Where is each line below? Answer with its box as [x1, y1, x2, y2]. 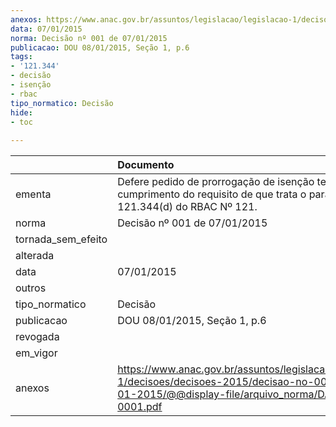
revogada [15, 330, 60, 344]
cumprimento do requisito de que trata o [117, 187, 307, 201]
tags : [10, 52, 33, 62]
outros [15, 281, 47, 295]
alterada [15, 249, 55, 263]
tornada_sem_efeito [15, 232, 108, 246]
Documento [117, 158, 175, 172]
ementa [15, 187, 52, 201]
